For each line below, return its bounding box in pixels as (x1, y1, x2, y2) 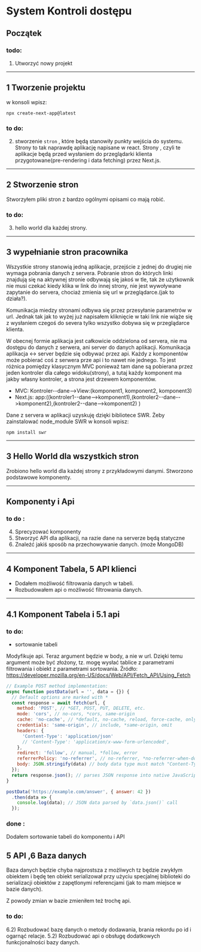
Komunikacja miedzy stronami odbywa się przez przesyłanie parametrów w (6, 306, 193, 314)
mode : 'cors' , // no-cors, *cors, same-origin (17, 711, 135, 717)
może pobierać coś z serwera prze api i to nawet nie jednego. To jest (6, 356, 176, 363)
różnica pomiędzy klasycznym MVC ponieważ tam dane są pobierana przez (6, 363, 193, 370)
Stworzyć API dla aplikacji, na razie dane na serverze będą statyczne (14, 535, 185, 542)
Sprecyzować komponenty (14, 528, 81, 535)
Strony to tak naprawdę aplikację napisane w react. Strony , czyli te (14, 144, 181, 151)
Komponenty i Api (6, 496, 75, 507)
